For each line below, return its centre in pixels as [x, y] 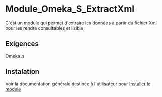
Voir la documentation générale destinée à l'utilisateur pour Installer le [78, 84]
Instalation [22, 72]
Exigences [22, 44]
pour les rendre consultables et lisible [44, 28]
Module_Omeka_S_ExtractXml [70, 9]
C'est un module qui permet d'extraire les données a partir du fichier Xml [81, 23]
